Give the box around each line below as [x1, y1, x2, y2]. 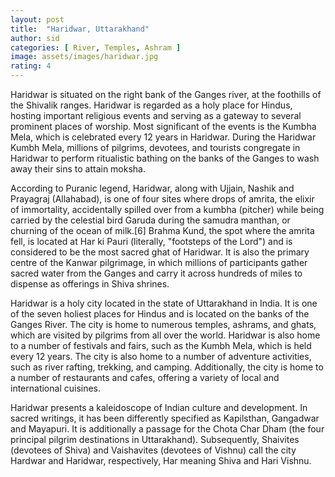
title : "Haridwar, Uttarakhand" [10, 24, 150, 34]
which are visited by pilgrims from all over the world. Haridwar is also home [10, 329, 321, 341]
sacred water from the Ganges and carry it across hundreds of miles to [10, 267, 303, 279]
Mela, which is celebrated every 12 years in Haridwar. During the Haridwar [10, 131, 317, 143]
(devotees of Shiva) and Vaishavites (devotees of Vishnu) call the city [10, 444, 297, 456]
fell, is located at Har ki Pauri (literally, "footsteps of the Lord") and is [10, 236, 293, 247]
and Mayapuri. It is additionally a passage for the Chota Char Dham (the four [10, 423, 325, 435]
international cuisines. [10, 382, 102, 394]
